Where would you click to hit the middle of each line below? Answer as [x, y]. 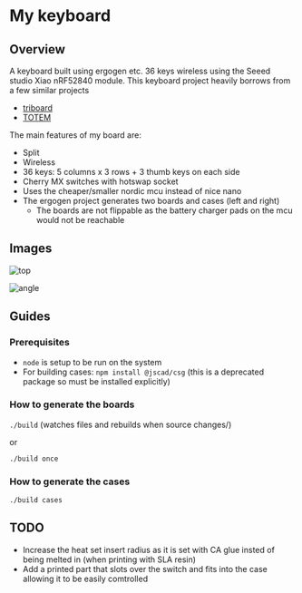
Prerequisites [39, 343]
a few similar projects [49, 90]
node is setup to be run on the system [92, 362]
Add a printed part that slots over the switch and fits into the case [145, 569]
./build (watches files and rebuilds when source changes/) [121, 424]
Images [31, 249]
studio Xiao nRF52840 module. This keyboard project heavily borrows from [150, 81]
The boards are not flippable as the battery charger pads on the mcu [164, 210]
